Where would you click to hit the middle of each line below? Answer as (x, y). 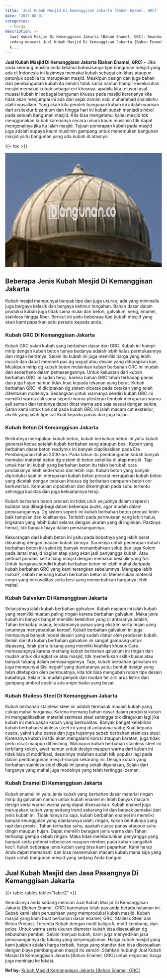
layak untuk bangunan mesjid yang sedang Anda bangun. (64, 857)
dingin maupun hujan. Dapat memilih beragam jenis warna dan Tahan (76, 831)
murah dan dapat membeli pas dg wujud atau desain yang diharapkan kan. (82, 362)
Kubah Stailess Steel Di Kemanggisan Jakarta (61, 695)
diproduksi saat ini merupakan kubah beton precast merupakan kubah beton (83, 476)
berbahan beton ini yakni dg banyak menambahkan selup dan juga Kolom (80, 548)
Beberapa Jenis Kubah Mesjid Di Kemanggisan (79, 281)
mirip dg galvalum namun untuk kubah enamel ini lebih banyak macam (77, 799)
